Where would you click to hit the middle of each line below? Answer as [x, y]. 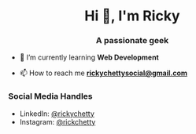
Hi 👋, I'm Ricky [132, 16]
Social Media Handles [50, 96]
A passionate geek [132, 41]
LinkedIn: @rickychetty [57, 114]
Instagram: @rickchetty [57, 121]
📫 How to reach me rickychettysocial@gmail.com [103, 73]
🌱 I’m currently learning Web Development [89, 57]
